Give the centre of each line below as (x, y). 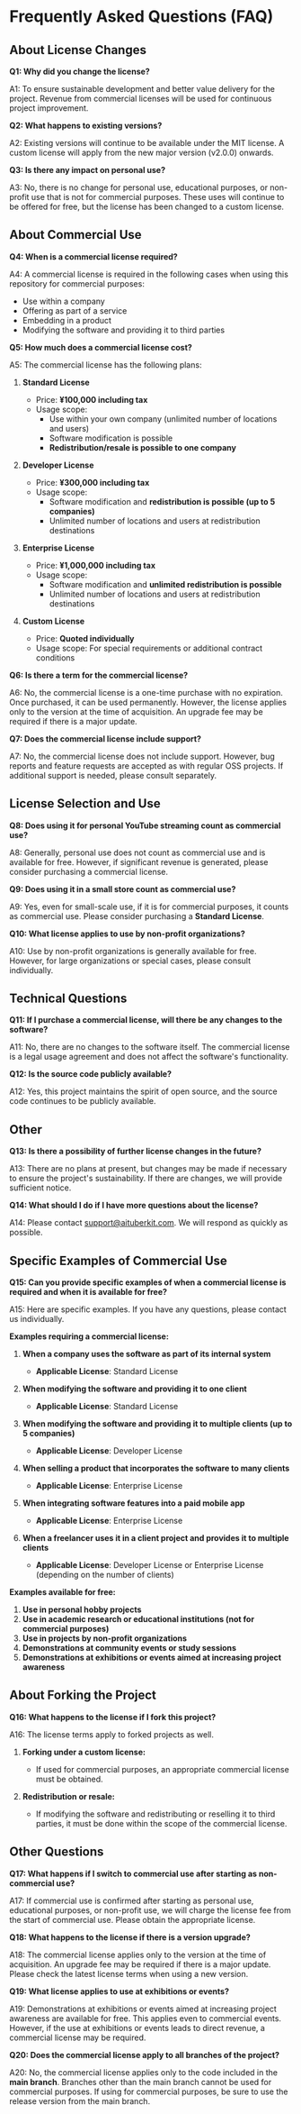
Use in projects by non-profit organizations (104, 1638)
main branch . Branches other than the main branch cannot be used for (141, 2082)
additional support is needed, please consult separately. (113, 775)
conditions (55, 657)
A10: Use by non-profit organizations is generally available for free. (133, 951)
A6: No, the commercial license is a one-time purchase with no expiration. (146, 692)
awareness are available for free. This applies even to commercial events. (145, 2018)
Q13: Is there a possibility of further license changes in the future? (136, 1152)
